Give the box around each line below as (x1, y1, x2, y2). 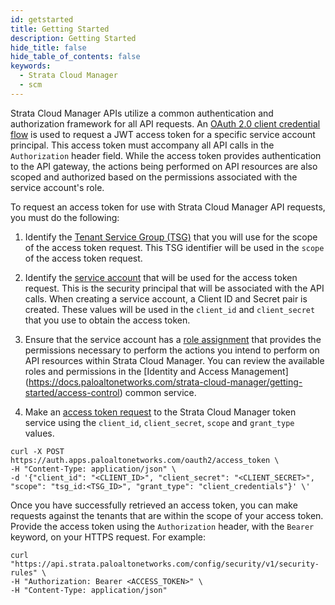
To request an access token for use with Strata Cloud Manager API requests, (10, 201, 326, 213)
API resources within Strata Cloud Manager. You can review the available (24, 354, 325, 366)
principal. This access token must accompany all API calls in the (10, 139, 275, 151)
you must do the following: (10, 211, 120, 223)
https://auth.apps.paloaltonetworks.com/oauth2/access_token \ (10, 455, 280, 465)
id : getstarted (10, 14, 74, 25)
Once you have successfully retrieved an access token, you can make (10, 499, 298, 511)
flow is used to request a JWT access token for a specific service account (10, 128, 316, 140)
